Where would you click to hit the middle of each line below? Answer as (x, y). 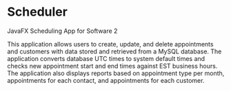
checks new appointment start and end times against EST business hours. (112, 66)
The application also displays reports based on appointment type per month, (116, 73)
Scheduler (37, 12)
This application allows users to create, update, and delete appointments (110, 44)
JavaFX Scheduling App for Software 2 (62, 31)
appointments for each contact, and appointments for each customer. (106, 80)
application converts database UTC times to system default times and (106, 58)
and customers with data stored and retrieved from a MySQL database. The (114, 51)
